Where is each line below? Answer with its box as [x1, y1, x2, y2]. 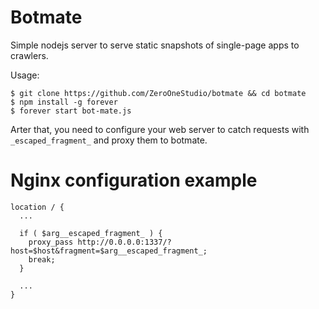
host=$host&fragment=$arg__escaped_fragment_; [10, 246, 208, 256]
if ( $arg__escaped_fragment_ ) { [19, 228, 163, 238]
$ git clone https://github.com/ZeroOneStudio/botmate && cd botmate [10, 88, 307, 98]
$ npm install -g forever [10, 97, 118, 107]
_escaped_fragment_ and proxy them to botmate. [10, 134, 208, 146]
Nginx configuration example [10, 169, 258, 192]
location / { [10, 202, 65, 212]
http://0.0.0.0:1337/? [77, 237, 172, 247]
